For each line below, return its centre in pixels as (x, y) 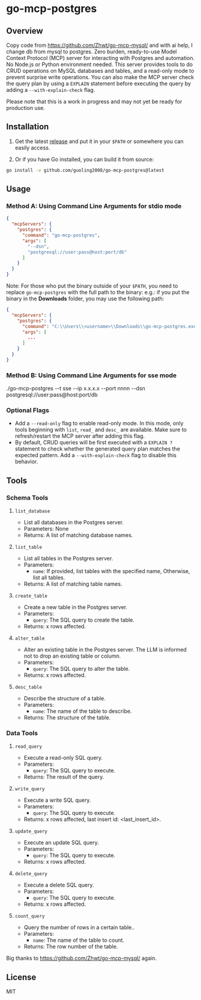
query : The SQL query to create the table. (83, 620)
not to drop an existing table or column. (72, 656)
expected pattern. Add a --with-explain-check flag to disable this (95, 455)
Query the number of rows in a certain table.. (79, 927)
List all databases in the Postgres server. (74, 523)
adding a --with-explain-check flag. (51, 90)
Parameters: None (46, 529)
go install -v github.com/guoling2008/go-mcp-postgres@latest (85, 170)
